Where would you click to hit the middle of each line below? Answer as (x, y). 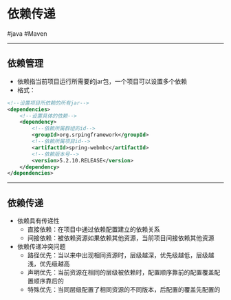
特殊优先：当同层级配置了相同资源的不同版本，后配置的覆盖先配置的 (124, 290)
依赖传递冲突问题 (41, 247)
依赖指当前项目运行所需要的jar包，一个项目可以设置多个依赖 (102, 81)
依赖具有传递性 (38, 221)
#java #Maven (27, 33)
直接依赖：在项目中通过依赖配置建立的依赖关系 (93, 229)
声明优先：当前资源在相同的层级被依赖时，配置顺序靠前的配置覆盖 (121, 272)
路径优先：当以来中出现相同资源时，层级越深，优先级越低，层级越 (121, 255)
